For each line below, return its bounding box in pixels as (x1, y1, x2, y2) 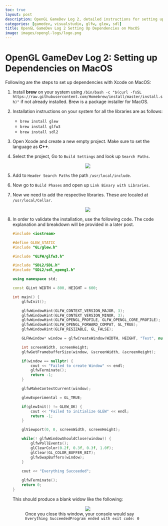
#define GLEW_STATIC (12, 240, 55, 245)
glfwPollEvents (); (30, 441, 69, 446)
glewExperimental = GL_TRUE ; (21, 395, 82, 400)
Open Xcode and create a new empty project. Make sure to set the (12, 138, 150, 144)
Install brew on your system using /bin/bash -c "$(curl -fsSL (12, 88, 142, 95)
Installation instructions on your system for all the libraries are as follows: (12, 108, 163, 114)
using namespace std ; (12, 276, 58, 281)
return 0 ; (21, 482, 42, 487)
